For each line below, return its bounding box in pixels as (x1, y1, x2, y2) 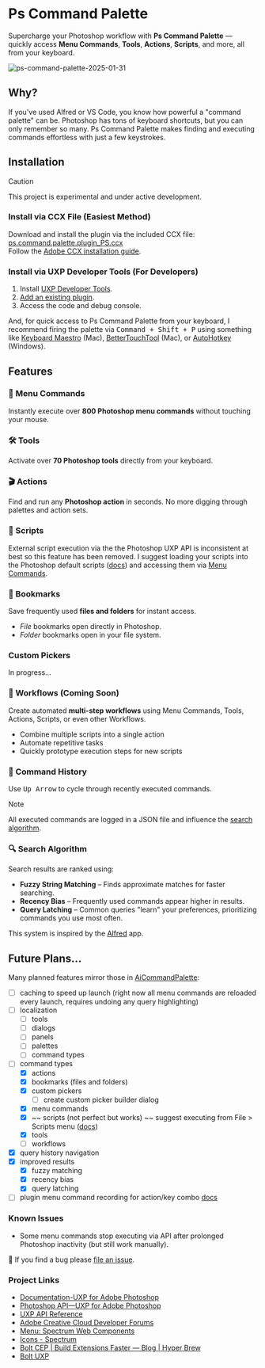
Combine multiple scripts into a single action (19, 730, 165, 739)
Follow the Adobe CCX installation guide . (8, 246, 142, 256)
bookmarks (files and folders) (31, 1076, 128, 1086)
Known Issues (8, 1213, 64, 1224)
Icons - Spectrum (19, 1335, 78, 1343)
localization (19, 1005, 58, 1015)
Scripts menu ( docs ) (31, 1122, 99, 1131)
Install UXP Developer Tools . (19, 284, 113, 294)
